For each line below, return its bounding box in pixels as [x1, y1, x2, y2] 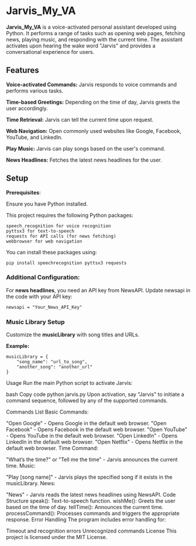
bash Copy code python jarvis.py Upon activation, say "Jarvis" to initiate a [6, 391, 184, 398]
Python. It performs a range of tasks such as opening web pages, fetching [6, 29, 185, 36]
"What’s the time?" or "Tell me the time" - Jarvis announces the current [6, 456, 178, 463]
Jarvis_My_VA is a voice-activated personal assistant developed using [6, 23, 177, 30]
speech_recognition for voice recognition [6, 223, 111, 229]
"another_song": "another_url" [16, 364, 93, 370]
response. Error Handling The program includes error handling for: [6, 516, 166, 523]
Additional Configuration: [6, 274, 80, 282]
